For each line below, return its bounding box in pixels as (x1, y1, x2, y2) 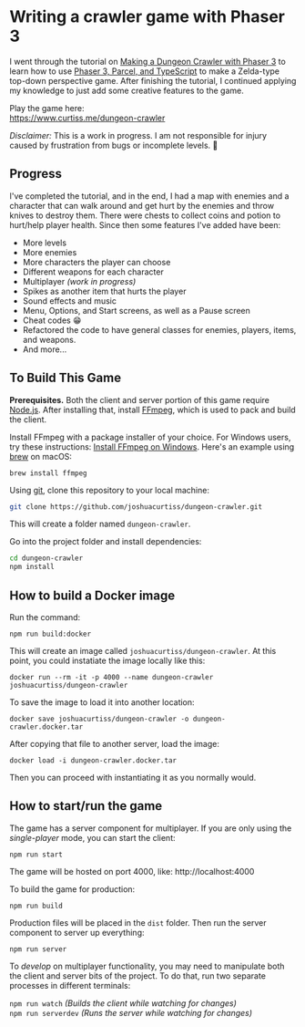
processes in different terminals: (9, 980, 131, 991)
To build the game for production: (9, 883, 136, 895)
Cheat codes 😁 (22, 315, 82, 326)
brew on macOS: (9, 451, 73, 462)
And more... (22, 344, 67, 355)
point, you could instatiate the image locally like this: (9, 655, 206, 666)
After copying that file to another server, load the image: (9, 739, 220, 749)
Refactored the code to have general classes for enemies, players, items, (22, 324, 297, 335)
